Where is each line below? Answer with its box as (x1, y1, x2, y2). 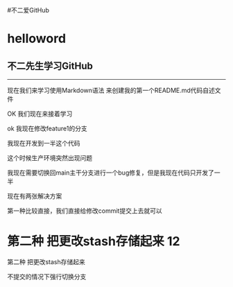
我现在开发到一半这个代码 (7, 139, 80, 147)
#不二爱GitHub (7, 6, 50, 14)
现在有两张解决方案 (7, 192, 62, 200)
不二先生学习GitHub (7, 60, 94, 71)
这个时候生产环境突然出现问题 (7, 154, 92, 162)
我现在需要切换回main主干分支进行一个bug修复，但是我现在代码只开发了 (7, 168, 215, 177)
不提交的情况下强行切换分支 (7, 272, 87, 281)
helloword (7, 31, 67, 46)
